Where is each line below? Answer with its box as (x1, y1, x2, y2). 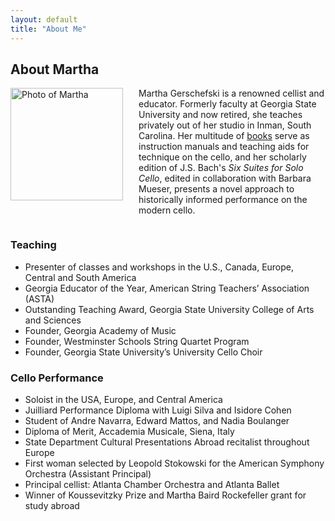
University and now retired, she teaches (138, 109, 303, 121)
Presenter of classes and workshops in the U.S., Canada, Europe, (24, 261, 295, 273)
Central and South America (24, 271, 137, 283)
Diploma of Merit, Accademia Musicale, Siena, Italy (24, 425, 235, 437)
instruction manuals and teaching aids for (138, 141, 310, 153)
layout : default (10, 14, 78, 25)
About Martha (10, 61, 100, 78)
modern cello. (138, 204, 196, 216)
